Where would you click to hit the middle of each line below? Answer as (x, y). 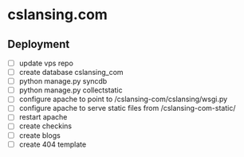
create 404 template (53, 144)
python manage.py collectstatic (71, 90)
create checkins (45, 126)
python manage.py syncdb (63, 81)
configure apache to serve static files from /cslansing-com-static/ (127, 108)
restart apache (43, 117)
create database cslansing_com (71, 73)
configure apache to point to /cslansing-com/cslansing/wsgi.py (123, 99)
